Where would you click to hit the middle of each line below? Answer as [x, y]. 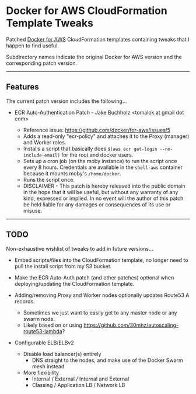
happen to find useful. [33, 46]
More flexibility [41, 372]
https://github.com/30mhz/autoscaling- [131, 325]
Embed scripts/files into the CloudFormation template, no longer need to [101, 260]
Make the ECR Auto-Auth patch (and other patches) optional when [94, 277]
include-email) [41, 155]
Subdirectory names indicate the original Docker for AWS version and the [94, 57]
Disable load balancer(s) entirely [62, 354]
